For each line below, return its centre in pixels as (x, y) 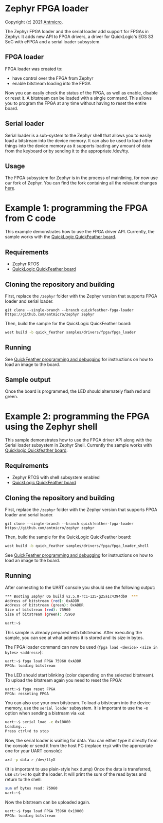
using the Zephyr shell (51, 427)
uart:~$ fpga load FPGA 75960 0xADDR (43, 661)
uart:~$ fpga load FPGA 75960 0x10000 (44, 811)
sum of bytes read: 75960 (31, 788)
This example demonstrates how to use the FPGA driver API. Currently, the (80, 232)
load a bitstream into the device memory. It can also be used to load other (79, 140)
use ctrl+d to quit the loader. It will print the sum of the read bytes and (76, 774)
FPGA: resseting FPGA (27, 694)
